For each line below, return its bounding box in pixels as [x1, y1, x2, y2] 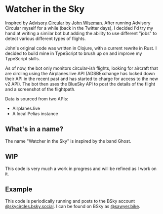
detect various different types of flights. [5, 36, 86, 42]
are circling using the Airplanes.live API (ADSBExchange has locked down [5, 70, 155, 76]
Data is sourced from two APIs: [5, 95, 68, 102]
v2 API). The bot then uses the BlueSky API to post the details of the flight [5, 81, 156, 87]
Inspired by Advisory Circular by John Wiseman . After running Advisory [5, 20, 151, 26]
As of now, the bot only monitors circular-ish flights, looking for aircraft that [5, 65, 158, 71]
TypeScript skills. [5, 55, 41, 61]
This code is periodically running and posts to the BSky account [5, 198, 135, 204]
